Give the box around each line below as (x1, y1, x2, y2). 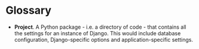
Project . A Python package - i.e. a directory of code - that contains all (14, 23, 186, 30)
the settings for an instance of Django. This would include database (14, 29, 181, 36)
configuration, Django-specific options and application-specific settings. (14, 36, 194, 43)
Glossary (5, 4, 52, 17)
